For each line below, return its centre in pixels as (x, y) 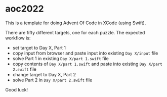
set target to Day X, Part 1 (39, 47)
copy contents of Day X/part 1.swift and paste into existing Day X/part (88, 64)
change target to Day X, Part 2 (44, 74)
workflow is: (18, 38)
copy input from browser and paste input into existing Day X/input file (85, 53)
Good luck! (17, 89)
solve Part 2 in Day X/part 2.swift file (52, 80)
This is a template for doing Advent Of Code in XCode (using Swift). (76, 23)
